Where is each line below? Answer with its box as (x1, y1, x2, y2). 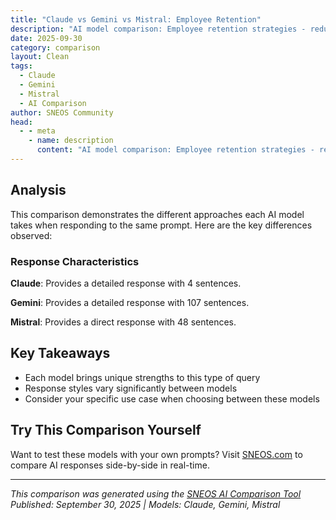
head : (10, 117, 33, 127)
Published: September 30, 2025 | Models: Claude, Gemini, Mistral (10, 498, 281, 510)
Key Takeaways (10, 345, 111, 362)
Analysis (10, 182, 67, 199)
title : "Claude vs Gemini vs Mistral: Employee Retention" (10, 14, 262, 25)
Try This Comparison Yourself (10, 422, 202, 439)
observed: (10, 229, 53, 241)
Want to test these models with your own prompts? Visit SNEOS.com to (10, 448, 303, 460)
